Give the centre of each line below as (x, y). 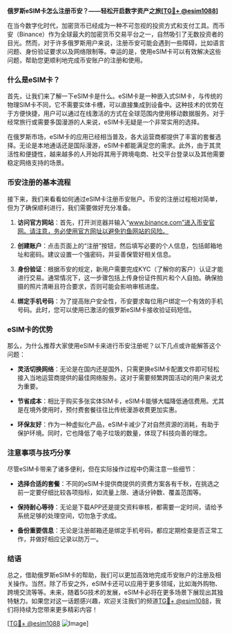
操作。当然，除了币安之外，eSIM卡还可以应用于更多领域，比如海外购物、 (117, 583)
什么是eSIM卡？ (34, 80)
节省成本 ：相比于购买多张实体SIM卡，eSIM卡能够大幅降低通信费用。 (115, 401)
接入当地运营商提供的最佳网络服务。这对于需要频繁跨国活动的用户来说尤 (120, 377)
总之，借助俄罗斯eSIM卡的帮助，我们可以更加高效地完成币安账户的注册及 (111, 575)
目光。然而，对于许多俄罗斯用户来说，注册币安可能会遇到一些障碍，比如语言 (116, 43)
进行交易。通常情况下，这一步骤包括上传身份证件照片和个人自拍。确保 (117, 278)
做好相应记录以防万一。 (69, 539)
